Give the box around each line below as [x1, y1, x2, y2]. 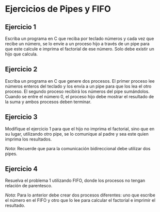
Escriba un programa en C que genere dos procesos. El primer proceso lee [5, 78, 155, 84]
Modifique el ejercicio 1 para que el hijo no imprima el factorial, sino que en [5, 125, 155, 132]
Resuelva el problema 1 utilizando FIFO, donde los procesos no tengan [5, 177, 145, 183]
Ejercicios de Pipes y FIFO [5, 3, 111, 15]
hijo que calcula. [5, 51, 38, 57]
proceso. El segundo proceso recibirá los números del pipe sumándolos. [5, 88, 150, 94]
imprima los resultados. [5, 136, 52, 142]
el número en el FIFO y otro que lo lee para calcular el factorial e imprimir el [5, 197, 156, 203]
